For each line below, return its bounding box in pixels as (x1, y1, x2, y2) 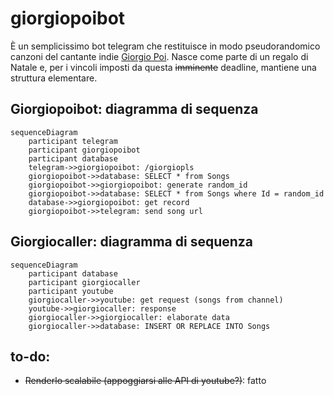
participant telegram (28, 136, 118, 146)
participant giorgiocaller (28, 277, 141, 287)
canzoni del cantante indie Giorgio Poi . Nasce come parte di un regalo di (10, 50, 309, 62)
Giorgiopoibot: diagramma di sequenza (10, 101, 259, 118)
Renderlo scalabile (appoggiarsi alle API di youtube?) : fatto (24, 375, 267, 387)
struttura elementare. (10, 72, 98, 84)
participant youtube (28, 286, 114, 296)
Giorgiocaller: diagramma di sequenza (10, 233, 254, 251)
